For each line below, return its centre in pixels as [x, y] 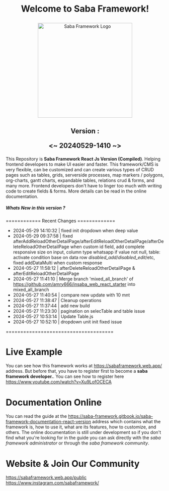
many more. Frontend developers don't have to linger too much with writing [84, 185]
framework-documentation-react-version [49, 422]
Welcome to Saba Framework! [85, 9]
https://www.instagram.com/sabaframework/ [53, 483]
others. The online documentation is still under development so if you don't [83, 432]
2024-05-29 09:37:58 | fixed [43, 236]
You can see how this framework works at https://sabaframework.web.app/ [84, 366]
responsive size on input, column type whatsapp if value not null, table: [87, 252]
